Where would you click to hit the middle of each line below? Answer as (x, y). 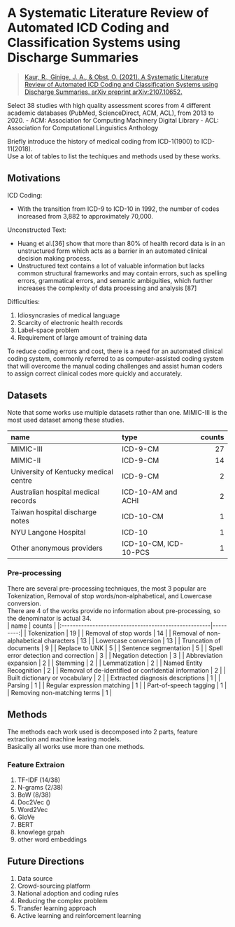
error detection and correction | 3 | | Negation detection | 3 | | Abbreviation (115, 655)
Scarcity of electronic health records (70, 322)
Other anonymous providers (57, 548)
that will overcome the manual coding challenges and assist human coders (115, 366)
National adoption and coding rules (68, 893)
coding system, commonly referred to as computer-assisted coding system (116, 358)
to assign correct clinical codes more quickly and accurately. (95, 373)
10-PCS (136, 552)
